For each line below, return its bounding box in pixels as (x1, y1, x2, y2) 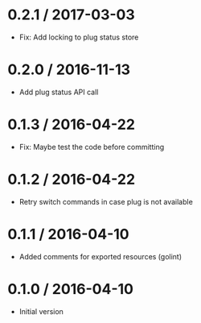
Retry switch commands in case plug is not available (18, 197, 194, 206)
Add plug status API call (18, 87, 99, 97)
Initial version (18, 306, 64, 316)
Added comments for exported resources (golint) (18, 251, 183, 261)
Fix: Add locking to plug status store (18, 32, 139, 42)
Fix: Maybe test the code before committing (18, 142, 165, 151)
